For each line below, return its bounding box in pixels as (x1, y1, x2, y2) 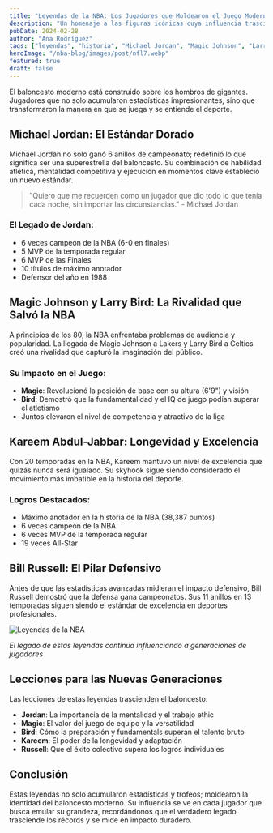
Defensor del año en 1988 (20, 272, 108, 282)
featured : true (9, 58, 61, 66)
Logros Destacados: (9, 493, 91, 505)
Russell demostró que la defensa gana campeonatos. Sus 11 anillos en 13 (9, 592, 252, 601)
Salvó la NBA (9, 309, 76, 323)
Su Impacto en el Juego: (9, 367, 106, 378)
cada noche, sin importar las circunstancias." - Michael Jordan (28, 199, 238, 209)
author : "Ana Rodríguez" (9, 34, 93, 43)
